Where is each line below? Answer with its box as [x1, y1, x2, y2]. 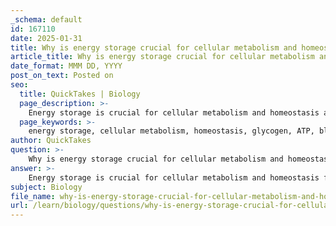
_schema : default [10, 14, 83, 25]
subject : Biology [10, 182, 83, 192]
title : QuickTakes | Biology [19, 89, 141, 99]
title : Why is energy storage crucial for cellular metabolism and [10, 42, 298, 53]
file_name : [10, 191, 56, 201]
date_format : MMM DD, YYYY [10, 61, 123, 71]
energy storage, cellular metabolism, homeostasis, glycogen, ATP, [28, 126, 315, 136]
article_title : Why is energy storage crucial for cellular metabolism [10, 52, 315, 62]
